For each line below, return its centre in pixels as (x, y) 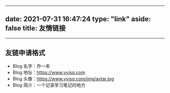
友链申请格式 (25, 53)
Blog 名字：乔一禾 (31, 66)
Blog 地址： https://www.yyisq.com (49, 72)
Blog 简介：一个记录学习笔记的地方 (49, 85)
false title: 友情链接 (35, 28)
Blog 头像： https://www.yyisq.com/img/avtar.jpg (63, 78)
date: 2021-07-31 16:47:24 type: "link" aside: (78, 19)
